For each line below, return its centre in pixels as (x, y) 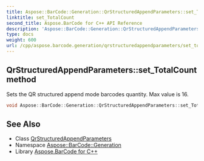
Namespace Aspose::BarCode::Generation (68, 145)
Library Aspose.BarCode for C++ (56, 151)
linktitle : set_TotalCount (40, 18)
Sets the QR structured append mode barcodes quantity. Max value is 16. (98, 94)
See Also (23, 124)
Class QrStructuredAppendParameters (63, 139)
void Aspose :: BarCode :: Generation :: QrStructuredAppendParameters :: (93, 105)
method (21, 80)
